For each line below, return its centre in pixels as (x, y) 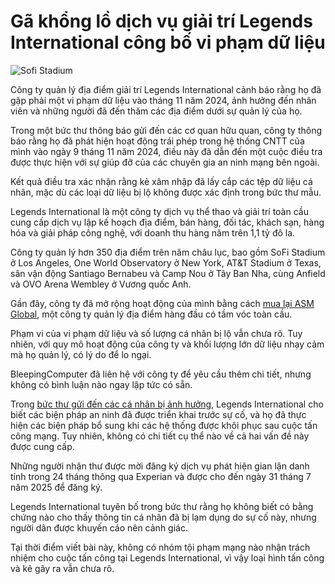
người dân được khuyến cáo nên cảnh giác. (99, 527)
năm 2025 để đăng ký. (56, 487)
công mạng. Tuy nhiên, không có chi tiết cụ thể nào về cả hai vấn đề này (160, 436)
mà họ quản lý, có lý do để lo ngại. (81, 354)
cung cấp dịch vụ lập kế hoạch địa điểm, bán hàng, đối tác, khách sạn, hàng (167, 222)
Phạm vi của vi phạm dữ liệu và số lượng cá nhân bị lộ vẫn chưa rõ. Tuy (156, 333)
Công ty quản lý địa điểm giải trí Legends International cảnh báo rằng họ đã (166, 89)
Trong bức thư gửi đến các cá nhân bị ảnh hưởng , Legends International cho (167, 404)
